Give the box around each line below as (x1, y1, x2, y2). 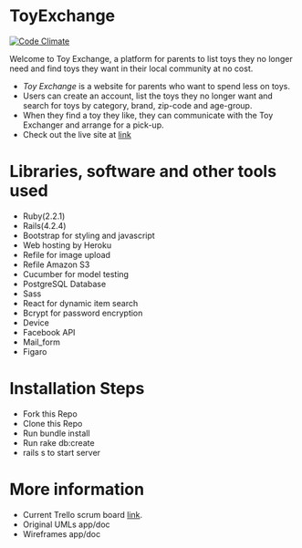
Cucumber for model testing (22, 268, 130, 279)
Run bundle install (22, 428, 90, 439)
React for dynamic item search (22, 297, 139, 308)
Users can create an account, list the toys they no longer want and (22, 90, 274, 101)
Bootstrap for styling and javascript (22, 230, 155, 241)
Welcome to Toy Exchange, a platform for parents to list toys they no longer (9, 53, 294, 64)
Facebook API (22, 326, 76, 337)
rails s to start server (22, 447, 101, 458)
